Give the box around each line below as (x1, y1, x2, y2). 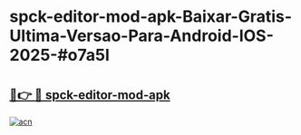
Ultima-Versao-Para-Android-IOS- (9, 25, 275, 46)
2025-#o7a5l (9, 45, 111, 65)
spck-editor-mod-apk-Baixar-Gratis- (9, 6, 293, 27)
